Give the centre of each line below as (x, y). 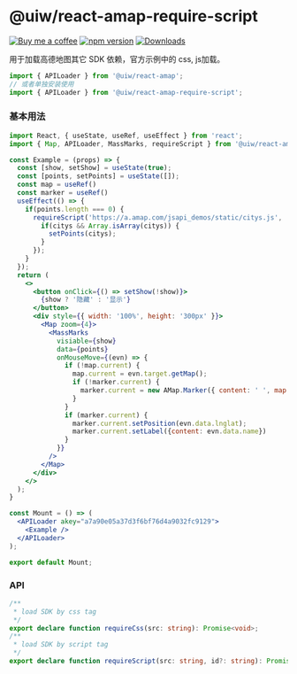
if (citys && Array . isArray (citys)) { (110, 226)
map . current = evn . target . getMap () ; (140, 374)
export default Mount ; (51, 562)
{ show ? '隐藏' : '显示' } (86, 300)
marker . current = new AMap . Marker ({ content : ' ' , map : (185, 391)
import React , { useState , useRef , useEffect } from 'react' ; (126, 136)
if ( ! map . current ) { (103, 366)
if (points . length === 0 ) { (75, 209)
